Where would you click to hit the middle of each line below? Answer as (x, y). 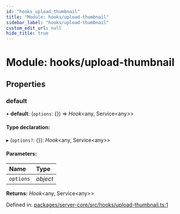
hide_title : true (27, 34)
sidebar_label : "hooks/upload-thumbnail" (58, 22)
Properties (26, 84)
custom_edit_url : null (34, 28)
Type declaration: (28, 127)
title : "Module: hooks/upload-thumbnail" (58, 17)
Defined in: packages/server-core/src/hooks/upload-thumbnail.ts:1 (87, 205)
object (45, 179)
